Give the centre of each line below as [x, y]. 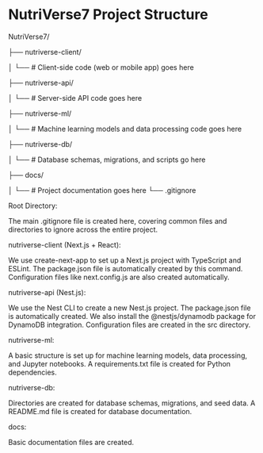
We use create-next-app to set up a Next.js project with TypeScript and [125, 260]
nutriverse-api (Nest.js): [47, 292]
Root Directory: [33, 205]
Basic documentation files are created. [71, 442]
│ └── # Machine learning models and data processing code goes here [125, 129]
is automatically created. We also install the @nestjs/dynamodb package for [132, 316]
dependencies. [32, 372]
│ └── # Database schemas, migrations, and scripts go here [107, 159]
